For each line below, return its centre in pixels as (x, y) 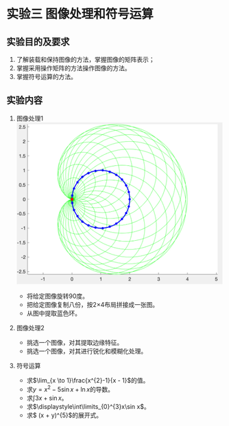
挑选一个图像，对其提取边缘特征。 (75, 343)
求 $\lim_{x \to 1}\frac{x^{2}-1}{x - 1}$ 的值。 (88, 381)
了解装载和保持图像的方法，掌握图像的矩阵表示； (85, 60)
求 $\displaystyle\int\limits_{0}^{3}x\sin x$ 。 (88, 407)
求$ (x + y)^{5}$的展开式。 (64, 415)
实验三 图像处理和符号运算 (80, 14)
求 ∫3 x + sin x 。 (47, 398)
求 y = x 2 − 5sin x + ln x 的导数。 (70, 389)
